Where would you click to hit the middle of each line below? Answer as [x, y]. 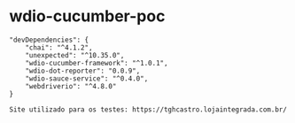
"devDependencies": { [49, 40]
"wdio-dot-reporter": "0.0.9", [83, 71]
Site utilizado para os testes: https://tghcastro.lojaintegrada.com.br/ [148, 109]
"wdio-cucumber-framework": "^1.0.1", [97, 63]
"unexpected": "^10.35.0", [75, 55]
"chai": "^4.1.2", [59, 47]
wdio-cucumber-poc [87, 16]
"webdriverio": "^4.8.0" [71, 86]
